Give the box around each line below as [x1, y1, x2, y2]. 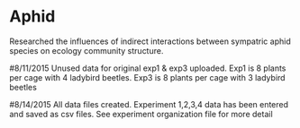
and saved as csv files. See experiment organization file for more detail [9, 108, 273, 119]
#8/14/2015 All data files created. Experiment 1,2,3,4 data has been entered [9, 98, 289, 109]
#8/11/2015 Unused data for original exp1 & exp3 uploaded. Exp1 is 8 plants [9, 63, 286, 73]
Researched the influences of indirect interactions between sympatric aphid [9, 36, 291, 47]
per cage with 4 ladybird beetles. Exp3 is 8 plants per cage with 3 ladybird [9, 72, 286, 82]
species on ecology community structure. [9, 45, 164, 55]
